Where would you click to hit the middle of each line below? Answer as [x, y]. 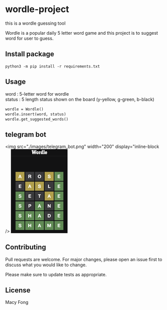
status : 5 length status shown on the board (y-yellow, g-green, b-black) [80, 99]
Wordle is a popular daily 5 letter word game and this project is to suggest [82, 33]
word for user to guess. [29, 38]
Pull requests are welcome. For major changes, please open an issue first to [84, 259]
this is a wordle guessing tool [35, 23]
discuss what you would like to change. [46, 265]
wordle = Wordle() [24, 109]
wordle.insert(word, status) [36, 114]
